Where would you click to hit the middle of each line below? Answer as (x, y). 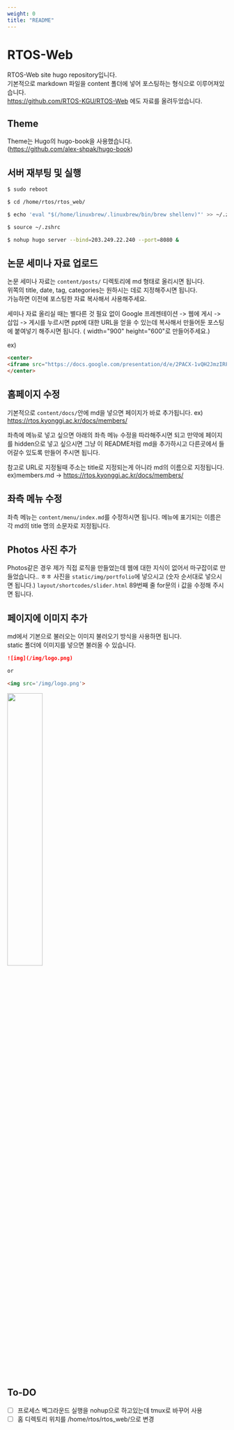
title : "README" (31, 20)
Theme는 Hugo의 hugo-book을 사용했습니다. (70, 141)
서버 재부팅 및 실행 (44, 173)
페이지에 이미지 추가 (47, 618)
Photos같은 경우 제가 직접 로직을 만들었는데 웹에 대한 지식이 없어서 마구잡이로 (113, 568)
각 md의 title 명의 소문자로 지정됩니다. (59, 525)
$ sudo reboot (28, 189)
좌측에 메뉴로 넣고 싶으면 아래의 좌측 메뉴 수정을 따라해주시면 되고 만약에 (106, 435)
